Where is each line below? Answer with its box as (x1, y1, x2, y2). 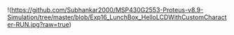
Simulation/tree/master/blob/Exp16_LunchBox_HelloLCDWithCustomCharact (7, 13, 227, 21)
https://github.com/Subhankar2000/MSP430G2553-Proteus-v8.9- (11, 6, 204, 14)
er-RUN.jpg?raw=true (7, 21, 70, 28)
